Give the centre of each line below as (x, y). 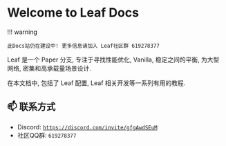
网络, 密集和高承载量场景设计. (49, 68)
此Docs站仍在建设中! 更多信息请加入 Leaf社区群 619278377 (84, 46)
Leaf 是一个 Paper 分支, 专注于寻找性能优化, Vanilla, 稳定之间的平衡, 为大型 (113, 60)
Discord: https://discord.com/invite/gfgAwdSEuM (87, 127)
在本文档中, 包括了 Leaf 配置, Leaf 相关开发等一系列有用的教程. (96, 83)
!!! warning (22, 32)
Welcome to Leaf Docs (73, 13)
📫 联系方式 (31, 107)
